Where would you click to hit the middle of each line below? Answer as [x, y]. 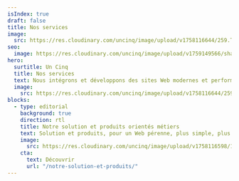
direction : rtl [43, 120]
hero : [15, 61]
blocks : [19, 100]
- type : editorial [41, 107]
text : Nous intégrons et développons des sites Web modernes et [111, 80]
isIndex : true [28, 14]
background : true [46, 113]
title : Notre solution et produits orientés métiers [100, 126]
